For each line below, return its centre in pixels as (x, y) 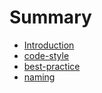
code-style (46, 55)
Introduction (49, 45)
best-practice (52, 66)
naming (39, 77)
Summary (50, 17)
